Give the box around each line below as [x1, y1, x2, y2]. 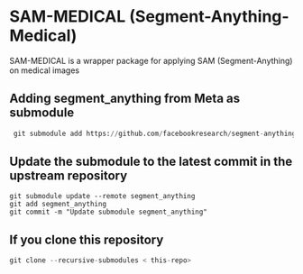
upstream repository [9, 169, 128, 184]
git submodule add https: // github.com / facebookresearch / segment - [13, 129, 264, 138]
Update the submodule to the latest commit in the [9, 154, 293, 169]
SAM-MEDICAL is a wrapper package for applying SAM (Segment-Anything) [9, 55, 293, 66]
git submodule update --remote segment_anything [9, 192, 196, 201]
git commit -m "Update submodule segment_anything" [9, 207, 207, 217]
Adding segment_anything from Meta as [9, 91, 241, 106]
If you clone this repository [9, 232, 164, 247]
